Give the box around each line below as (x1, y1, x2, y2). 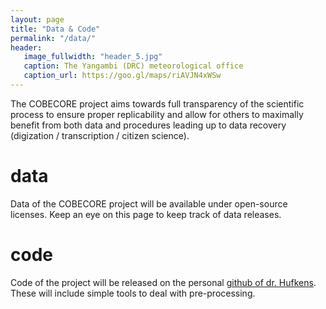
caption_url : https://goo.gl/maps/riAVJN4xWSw (23, 71, 222, 81)
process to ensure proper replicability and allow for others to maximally (10, 108, 304, 120)
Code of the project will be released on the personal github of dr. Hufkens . (10, 276, 317, 288)
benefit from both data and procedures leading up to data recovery (10, 119, 287, 131)
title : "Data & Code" (10, 24, 101, 34)
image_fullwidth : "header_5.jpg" (23, 52, 163, 62)
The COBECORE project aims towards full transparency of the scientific (10, 97, 305, 110)
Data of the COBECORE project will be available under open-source (10, 197, 288, 210)
